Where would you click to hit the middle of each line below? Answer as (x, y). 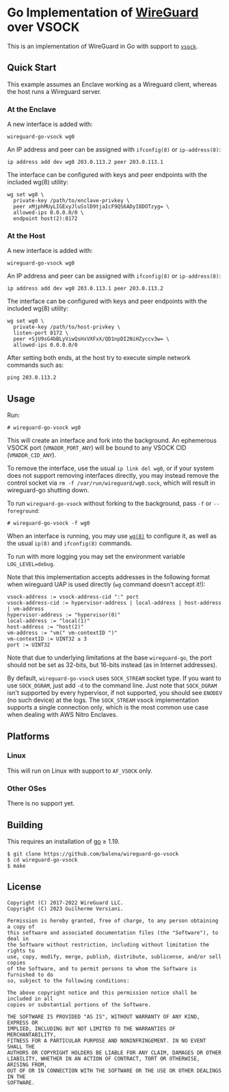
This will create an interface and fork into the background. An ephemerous (112, 441)
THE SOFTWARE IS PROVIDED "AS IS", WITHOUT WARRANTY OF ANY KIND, (104, 1017)
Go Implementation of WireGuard (103, 13)
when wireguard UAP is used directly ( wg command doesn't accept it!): (106, 585)
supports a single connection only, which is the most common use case (108, 707)
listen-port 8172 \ (41, 333)
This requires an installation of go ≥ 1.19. (64, 841)
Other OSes (27, 788)
